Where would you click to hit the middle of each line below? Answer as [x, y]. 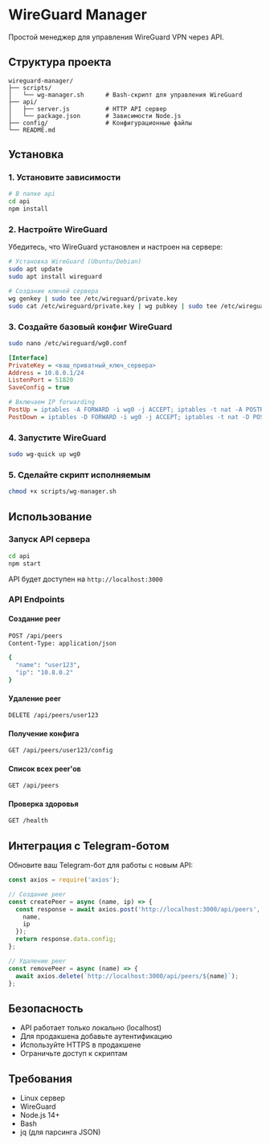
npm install [28, 209]
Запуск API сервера [49, 540]
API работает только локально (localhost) [91, 1028]
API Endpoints [37, 600]
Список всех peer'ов [45, 768]
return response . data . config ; [66, 939]
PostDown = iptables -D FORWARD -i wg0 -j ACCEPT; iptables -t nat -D [129, 417]
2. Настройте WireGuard [58, 229]
